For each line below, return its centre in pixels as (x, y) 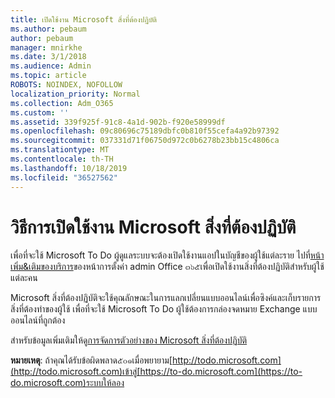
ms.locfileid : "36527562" (64, 177)
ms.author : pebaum (48, 29)
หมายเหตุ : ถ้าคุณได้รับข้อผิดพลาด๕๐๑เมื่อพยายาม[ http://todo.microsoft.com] (146, 360)
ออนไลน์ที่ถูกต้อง (38, 320)
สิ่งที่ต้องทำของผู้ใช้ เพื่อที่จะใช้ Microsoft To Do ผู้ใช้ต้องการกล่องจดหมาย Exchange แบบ (164, 309)
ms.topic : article (48, 76)
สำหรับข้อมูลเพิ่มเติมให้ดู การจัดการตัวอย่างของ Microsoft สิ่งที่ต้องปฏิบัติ (129, 340)
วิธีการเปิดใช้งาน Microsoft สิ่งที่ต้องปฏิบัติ (153, 227)
